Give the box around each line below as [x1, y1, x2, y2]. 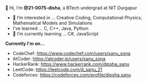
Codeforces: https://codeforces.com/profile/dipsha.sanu [12, 72, 131, 78]
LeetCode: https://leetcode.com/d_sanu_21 [12, 66, 102, 72]
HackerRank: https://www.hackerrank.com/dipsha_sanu [12, 61, 129, 67]
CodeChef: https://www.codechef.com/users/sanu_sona [12, 51, 131, 56]
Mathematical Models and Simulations [12, 20, 93, 26]
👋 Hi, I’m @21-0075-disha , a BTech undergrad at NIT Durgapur [5, 5, 137, 11]
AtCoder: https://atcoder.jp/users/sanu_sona [12, 56, 105, 62]
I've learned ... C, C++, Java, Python [12, 25, 89, 31]
